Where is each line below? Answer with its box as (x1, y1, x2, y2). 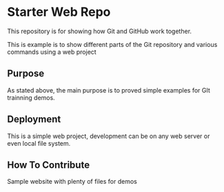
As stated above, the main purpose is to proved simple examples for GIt (7, 86, 210, 94)
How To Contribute (7, 159, 90, 171)
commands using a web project (7, 48, 96, 56)
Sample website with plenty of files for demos (7, 177, 138, 186)
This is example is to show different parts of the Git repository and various (7, 40, 218, 48)
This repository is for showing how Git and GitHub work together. (7, 27, 192, 35)
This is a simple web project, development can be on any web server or (7, 132, 210, 140)
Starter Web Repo (7, 4, 111, 20)
